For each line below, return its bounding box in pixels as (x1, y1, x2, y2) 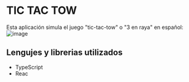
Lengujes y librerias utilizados (6, 48, 123, 58)
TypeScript (15, 63, 43, 71)
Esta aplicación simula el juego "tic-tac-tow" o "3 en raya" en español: (6, 24, 184, 31)
